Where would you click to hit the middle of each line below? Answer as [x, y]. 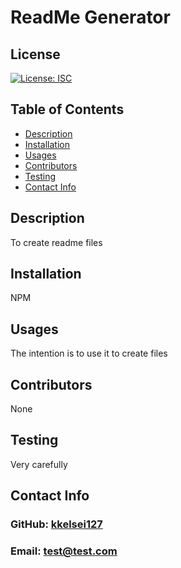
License [35, 54]
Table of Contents [67, 109]
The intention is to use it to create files [89, 353]
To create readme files [56, 242]
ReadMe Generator [90, 17]
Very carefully [39, 464]
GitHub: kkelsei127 [56, 524]
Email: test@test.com [64, 551]
